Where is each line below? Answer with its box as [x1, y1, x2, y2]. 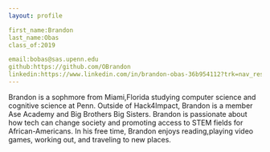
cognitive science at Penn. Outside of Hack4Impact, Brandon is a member [8, 101, 253, 110]
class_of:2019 [8, 41, 56, 49]
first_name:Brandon [8, 26, 74, 34]
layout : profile [8, 11, 63, 20]
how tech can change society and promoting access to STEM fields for [8, 118, 243, 127]
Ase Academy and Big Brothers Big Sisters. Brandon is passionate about [8, 109, 247, 118]
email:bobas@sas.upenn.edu [8, 55, 99, 64]
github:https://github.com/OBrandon [8, 63, 131, 71]
